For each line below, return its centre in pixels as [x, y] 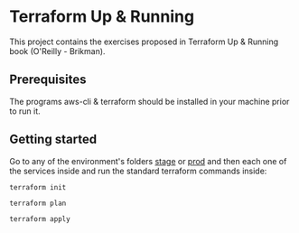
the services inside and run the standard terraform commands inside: [138, 171]
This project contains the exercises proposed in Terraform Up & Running [144, 42]
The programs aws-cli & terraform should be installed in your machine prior [149, 101]
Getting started [53, 140]
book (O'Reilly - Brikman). [57, 51]
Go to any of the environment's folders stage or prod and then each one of [148, 161]
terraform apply [40, 219]
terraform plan [38, 203]
